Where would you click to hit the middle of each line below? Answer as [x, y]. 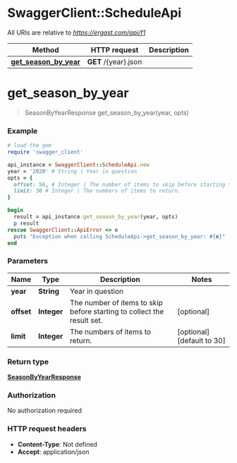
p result [26, 223]
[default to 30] [201, 340]
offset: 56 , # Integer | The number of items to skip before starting [120, 185]
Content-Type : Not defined [57, 444]
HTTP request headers [47, 429]
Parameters [28, 261]
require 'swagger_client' [45, 152]
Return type [28, 362]
